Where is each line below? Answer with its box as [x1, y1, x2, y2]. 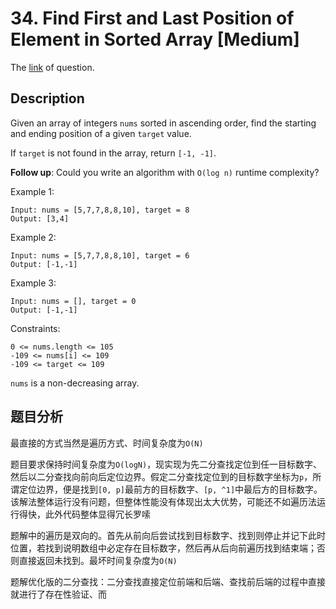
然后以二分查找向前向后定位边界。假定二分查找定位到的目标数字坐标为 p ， [10, 470, 313, 482]
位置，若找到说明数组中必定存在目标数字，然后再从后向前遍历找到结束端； [10, 542, 317, 554]
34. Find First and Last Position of [10, 7, 295, 30]
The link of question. [10, 61, 95, 73]
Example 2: [10, 231, 57, 243]
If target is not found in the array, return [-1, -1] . [10, 147, 217, 159]
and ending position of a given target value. [10, 127, 192, 139]
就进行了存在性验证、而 [10, 588, 107, 600]
